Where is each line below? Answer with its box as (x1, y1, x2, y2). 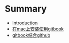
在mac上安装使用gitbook (12, 26, 64, 32)
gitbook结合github (12, 32, 51, 38)
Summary (5, 3, 47, 15)
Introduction (12, 20, 38, 26)
